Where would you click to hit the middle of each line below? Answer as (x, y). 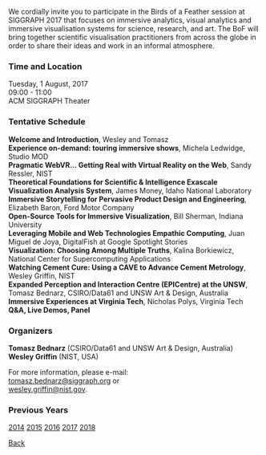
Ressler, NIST (30, 173)
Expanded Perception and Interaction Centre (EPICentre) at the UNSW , (128, 284)
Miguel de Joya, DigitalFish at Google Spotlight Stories (98, 242)
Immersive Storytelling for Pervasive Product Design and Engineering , (127, 199)
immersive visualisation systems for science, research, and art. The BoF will (133, 28)
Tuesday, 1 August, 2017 (48, 84)
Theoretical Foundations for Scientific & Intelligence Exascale (113, 182)
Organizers (30, 331)
